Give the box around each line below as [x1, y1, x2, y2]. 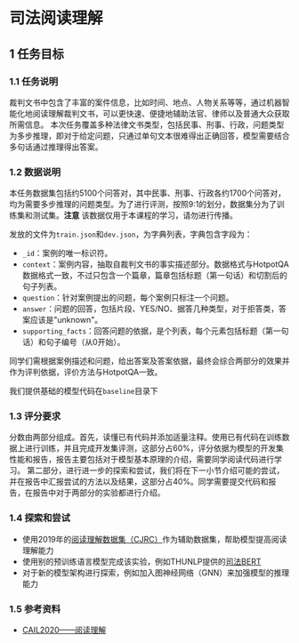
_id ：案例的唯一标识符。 [21, 248, 113, 259]
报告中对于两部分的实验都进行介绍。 [32, 487, 166, 498]
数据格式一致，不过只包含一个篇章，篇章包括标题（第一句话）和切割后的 [21, 270, 287, 281]
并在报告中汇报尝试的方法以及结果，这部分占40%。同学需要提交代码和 [9, 477, 269, 487]
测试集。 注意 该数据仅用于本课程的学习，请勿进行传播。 [32, 210, 238, 221]
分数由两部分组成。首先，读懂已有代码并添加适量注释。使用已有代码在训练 [9, 432, 282, 443]
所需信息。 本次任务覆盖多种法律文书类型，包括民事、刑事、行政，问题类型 [9, 119, 285, 130]
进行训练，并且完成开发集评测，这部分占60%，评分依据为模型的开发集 [24, 443, 285, 454]
